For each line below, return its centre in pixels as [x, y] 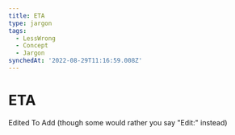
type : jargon [30, 23]
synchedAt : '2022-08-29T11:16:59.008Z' [76, 61]
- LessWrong [36, 38]
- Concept [32, 46]
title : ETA [27, 16]
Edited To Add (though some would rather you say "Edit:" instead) [118, 122]
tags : [17, 31]
